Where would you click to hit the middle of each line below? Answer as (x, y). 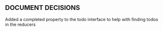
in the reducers (20, 24)
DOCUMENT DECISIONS (43, 8)
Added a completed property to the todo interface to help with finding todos (81, 19)
